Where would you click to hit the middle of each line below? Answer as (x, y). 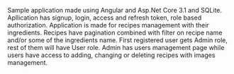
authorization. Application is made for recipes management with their (108, 25)
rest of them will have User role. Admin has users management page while (116, 48)
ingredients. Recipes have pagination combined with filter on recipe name (115, 32)
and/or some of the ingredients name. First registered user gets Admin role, (118, 40)
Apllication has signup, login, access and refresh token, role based (105, 18)
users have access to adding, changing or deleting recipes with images (111, 55)
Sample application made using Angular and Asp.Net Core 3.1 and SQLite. (115, 10)
